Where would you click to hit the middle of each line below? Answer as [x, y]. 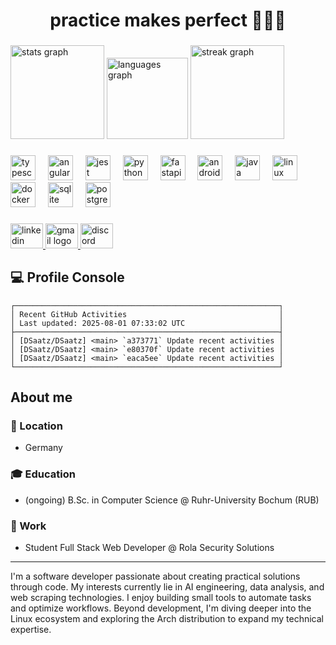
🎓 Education [43, 474]
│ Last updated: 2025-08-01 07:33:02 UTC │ [147, 323]
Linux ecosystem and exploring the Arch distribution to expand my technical [167, 619]
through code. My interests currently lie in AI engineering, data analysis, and [167, 587]
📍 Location [36, 426]
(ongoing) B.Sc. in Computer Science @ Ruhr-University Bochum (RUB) [172, 500]
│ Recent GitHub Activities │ [147, 314]
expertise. [31, 630]
